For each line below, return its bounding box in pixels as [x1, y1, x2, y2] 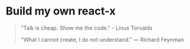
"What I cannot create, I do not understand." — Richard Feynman [20, 36, 185, 43]
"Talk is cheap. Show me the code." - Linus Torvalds [20, 24, 153, 31]
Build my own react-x [5, 4, 116, 18]
